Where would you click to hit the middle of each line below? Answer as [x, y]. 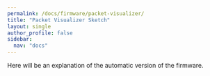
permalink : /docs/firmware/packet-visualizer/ [76, 13]
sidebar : [20, 39]
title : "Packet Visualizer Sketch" [59, 20]
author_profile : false [40, 33]
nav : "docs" [31, 46]
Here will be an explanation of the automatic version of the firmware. [105, 65]
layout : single [29, 26]
